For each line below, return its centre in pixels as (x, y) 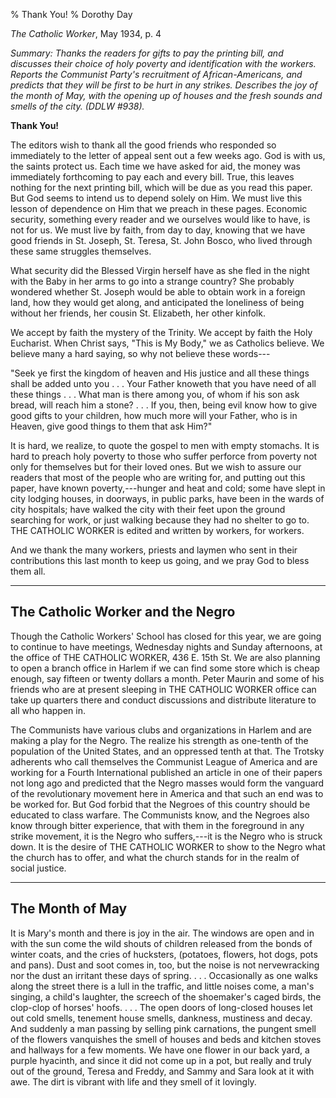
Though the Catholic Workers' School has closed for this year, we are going (166, 636)
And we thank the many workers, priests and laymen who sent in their (154, 550)
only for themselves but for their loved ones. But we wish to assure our (156, 467)
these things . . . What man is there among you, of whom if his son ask (155, 394)
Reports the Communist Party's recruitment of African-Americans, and (156, 74)
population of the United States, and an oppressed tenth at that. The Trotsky (167, 751)
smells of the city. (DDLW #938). (77, 106)
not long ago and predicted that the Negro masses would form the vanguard (167, 783)
